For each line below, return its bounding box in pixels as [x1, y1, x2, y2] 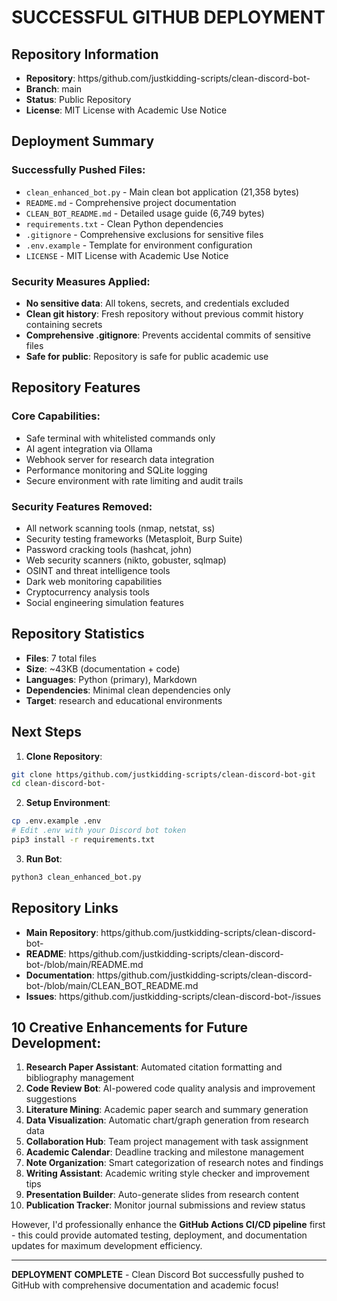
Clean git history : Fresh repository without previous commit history [25, 307, 304, 320]
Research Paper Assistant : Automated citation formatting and [25, 1061, 283, 1073]
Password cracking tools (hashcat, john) [25, 543, 193, 555]
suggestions [25, 1093, 78, 1105]
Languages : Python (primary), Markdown [25, 673, 198, 685]
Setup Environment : [25, 797, 111, 809]
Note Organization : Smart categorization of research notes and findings [25, 1157, 324, 1169]
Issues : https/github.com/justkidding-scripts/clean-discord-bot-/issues [25, 990, 322, 1002]
